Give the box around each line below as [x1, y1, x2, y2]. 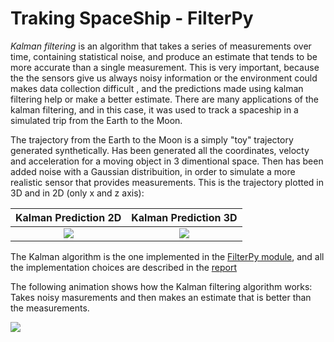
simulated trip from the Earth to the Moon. [10, 114, 183, 126]
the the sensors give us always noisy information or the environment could [10, 72, 318, 84]
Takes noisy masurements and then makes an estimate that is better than [10, 291, 312, 303]
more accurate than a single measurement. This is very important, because [10, 61, 320, 73]
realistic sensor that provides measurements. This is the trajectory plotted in [10, 176, 324, 188]
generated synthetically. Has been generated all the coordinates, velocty [10, 144, 310, 156]
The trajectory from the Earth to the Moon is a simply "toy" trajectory [10, 133, 294, 146]
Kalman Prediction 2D [15, 210, 122, 224]
